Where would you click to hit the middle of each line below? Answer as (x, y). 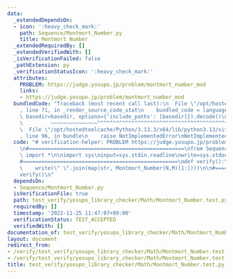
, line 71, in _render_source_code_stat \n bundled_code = (110, 110)
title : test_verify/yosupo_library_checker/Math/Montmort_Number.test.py (116, 264)
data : (15, 13)
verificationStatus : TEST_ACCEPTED (65, 219)
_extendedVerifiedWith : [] (52, 53)
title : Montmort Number (54, 39)
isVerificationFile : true (51, 194)
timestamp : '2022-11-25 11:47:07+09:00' (72, 213)
